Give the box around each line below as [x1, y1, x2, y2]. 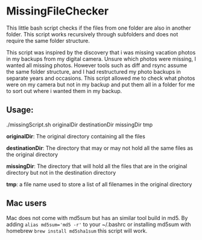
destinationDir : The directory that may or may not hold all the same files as [6, 144, 194, 152]
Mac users [6, 198, 47, 209]
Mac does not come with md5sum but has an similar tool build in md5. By [6, 214, 188, 221]
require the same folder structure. [6, 37, 90, 44]
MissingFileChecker [6, 4, 109, 18]
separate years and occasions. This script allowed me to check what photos [6, 74, 195, 82]
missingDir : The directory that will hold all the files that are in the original [6, 162, 188, 170]
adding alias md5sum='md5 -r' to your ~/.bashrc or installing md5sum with [6, 221, 191, 228]
